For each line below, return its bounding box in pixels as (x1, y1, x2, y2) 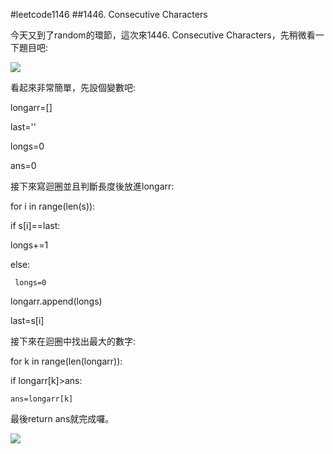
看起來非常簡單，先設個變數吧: (10, 82, 137, 93)
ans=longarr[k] (10, 394, 74, 404)
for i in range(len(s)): (10, 200, 96, 212)
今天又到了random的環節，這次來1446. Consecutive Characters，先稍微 (10, 29, 307, 41)
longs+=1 (10, 239, 49, 251)
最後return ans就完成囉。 (10, 413, 115, 424)
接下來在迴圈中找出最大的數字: (10, 335, 137, 347)
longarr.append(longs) (10, 295, 103, 307)
